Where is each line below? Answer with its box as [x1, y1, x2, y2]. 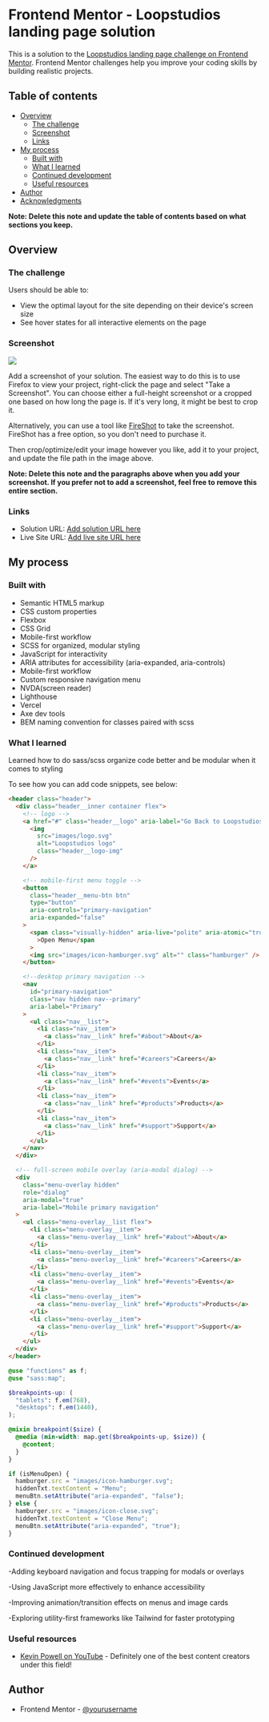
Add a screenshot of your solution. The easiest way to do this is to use [8, 371, 241, 381]
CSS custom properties [19, 607, 98, 616]
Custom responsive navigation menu [19, 675, 142, 684]
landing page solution [8, 22, 156, 41]
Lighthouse [19, 692, 58, 701]
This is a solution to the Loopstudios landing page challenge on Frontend [8, 49, 248, 58]
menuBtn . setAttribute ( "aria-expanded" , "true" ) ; [15, 1522, 181, 1530]
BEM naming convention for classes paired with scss [19, 717, 195, 727]
